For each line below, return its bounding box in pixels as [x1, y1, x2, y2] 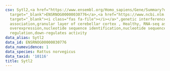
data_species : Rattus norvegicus [5, 49, 76, 54]
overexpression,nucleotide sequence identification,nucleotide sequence [10, 26, 166, 31]
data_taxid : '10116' [5, 53, 49, 59]
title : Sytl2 [5, 58, 33, 63]
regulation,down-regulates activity [10, 30, 87, 35]
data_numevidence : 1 [5, 44, 49, 49]
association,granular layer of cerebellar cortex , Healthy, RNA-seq [10, 21, 159, 26]
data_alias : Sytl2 [5, 35, 44, 40]
